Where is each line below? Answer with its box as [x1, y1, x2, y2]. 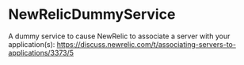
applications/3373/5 [8, 48, 74, 57]
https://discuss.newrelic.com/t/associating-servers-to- [56, 39, 236, 49]
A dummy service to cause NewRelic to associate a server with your [8, 31, 231, 41]
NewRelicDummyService [8, 5, 176, 23]
